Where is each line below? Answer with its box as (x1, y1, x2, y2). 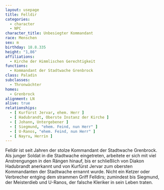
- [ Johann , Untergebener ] (10, 119, 69, 125)
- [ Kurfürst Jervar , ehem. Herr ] (10, 110, 85, 116)
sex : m (5, 40, 19, 45)
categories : (5, 17, 30, 22)
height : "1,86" (5, 49, 37, 54)
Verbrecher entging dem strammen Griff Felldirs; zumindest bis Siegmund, (5, 174, 159, 180)
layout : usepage (5, 7, 39, 13)
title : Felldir (5, 12, 37, 17)
